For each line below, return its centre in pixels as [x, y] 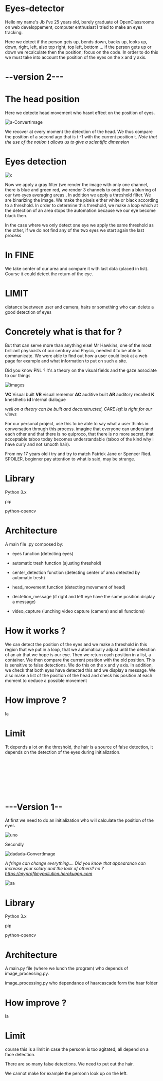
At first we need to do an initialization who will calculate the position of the [80, 820]
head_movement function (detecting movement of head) [69, 587]
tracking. [14, 32]
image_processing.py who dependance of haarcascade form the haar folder [81, 983]
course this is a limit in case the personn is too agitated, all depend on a [77, 1049]
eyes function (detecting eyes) [43, 553]
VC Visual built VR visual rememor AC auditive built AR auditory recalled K [80, 394]
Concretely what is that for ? [63, 332]
